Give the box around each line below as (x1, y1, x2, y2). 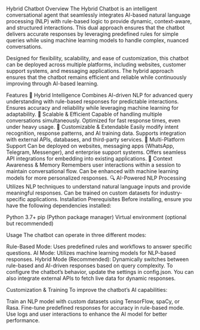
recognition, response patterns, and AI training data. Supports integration (6, 129, 186, 137)
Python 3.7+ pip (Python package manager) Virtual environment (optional (6, 214, 187, 220)
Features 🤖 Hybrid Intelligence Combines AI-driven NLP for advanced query (6, 92, 193, 98)
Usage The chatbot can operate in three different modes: (6, 232, 147, 238)
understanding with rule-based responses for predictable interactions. (6, 98, 179, 105)
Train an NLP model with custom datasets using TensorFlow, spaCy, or (6, 298, 180, 305)
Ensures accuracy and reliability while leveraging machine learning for (6, 104, 179, 111)
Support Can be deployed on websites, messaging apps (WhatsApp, (6, 143, 175, 149)
